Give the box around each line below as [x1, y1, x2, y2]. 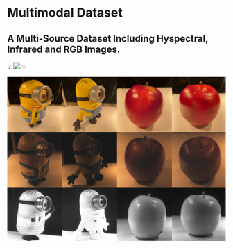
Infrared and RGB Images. [7, 43, 121, 55]
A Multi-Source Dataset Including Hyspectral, [7, 33, 209, 44]
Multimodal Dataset [7, 5, 123, 21]
